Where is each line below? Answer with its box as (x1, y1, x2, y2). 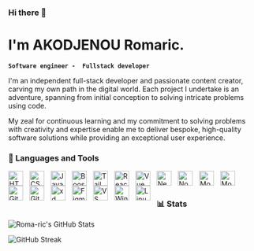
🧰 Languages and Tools (8, 153, 99, 164)
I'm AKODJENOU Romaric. (8, 36, 185, 54)
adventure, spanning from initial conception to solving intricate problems (8, 92, 245, 102)
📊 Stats (156, 198, 188, 209)
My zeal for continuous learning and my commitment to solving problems (8, 116, 246, 125)
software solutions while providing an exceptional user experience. (8, 133, 226, 142)
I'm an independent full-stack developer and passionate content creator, (8, 76, 244, 85)
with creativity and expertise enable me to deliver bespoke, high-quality (8, 124, 242, 134)
